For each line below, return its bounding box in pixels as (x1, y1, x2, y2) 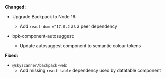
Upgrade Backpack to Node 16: (12, 14, 77, 19)
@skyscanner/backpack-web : (12, 62, 68, 68)
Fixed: (5, 52, 18, 58)
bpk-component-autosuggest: (12, 33, 75, 39)
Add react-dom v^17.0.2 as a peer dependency (19, 23, 117, 29)
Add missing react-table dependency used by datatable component (19, 67, 161, 73)
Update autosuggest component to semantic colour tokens (19, 43, 141, 49)
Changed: (5, 4, 26, 10)
